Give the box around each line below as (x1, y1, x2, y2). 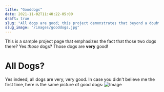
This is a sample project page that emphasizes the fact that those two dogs (5, 38, 157, 44)
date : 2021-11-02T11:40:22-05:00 (5, 12, 73, 16)
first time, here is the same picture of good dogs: (5, 82, 103, 88)
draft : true (5, 16, 29, 21)
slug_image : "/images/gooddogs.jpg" (5, 25, 80, 30)
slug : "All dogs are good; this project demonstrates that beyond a (5, 20, 147, 26)
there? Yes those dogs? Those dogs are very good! (5, 44, 108, 49)
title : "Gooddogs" (5, 7, 42, 12)
